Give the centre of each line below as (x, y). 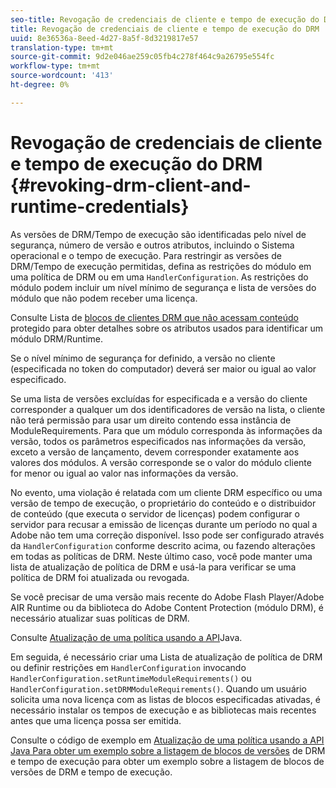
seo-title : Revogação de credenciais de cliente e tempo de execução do (165, 19)
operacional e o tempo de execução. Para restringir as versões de (146, 255)
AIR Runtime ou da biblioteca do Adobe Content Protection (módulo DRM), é (167, 607)
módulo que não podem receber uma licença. (104, 298)
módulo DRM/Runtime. (57, 338)
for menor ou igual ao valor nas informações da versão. (124, 473)
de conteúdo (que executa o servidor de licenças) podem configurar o (155, 513)
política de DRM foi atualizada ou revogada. (100, 577)
